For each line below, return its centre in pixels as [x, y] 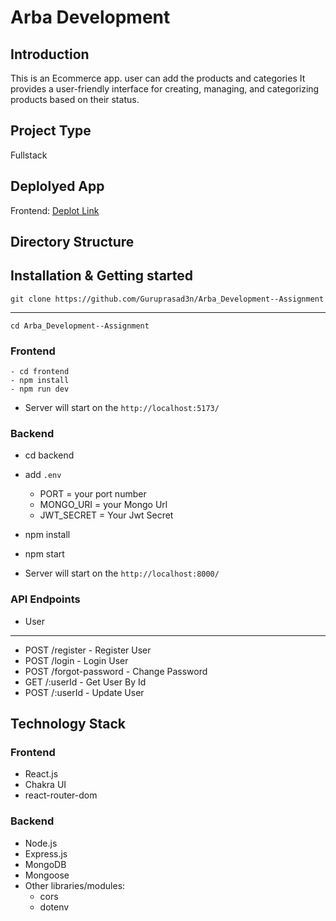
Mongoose [47, 875]
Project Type [51, 131]
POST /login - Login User [76, 660]
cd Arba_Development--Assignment [80, 326]
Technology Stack [68, 724]
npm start [44, 554]
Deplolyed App [57, 186]
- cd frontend [40, 372]
